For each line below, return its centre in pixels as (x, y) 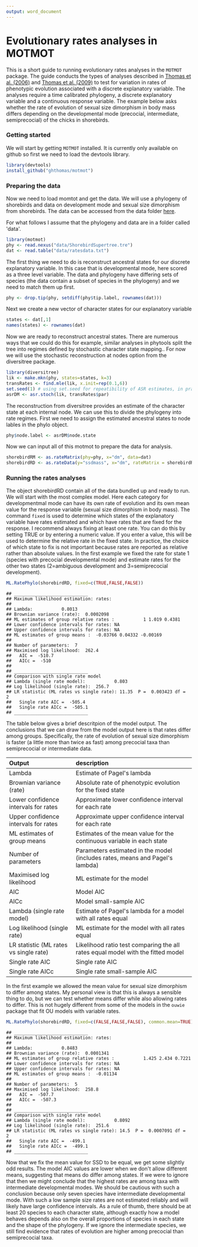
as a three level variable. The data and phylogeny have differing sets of (92, 274)
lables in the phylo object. (37, 424)
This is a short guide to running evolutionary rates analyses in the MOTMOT (94, 70)
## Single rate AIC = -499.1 (46, 1141)
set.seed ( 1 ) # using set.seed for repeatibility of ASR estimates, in (95, 389)
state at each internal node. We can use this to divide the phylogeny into (94, 412)
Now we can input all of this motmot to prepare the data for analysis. (89, 447)
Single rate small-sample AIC (116, 971)
